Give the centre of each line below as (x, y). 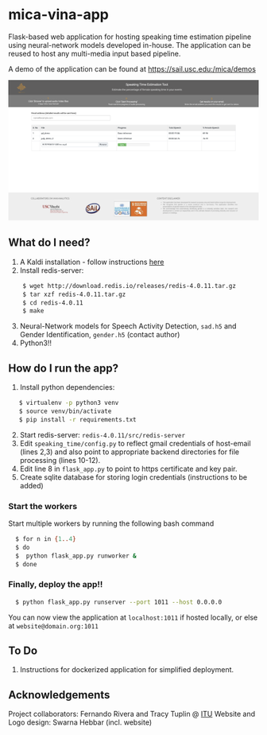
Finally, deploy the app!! (56, 585)
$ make (33, 311)
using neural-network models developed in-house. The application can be (130, 45)
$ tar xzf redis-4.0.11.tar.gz (74, 294)
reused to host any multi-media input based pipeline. (95, 53)
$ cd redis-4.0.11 (53, 303)
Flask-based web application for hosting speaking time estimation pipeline (130, 37)
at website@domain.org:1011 (54, 625)
